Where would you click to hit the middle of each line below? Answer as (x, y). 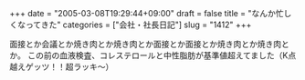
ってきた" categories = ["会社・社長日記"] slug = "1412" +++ (138, 25)
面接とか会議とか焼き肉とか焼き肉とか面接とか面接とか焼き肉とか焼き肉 (145, 44)
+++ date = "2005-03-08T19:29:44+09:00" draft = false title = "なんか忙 (147, 13)
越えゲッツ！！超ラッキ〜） (62, 67)
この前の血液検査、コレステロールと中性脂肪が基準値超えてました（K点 (162, 55)
